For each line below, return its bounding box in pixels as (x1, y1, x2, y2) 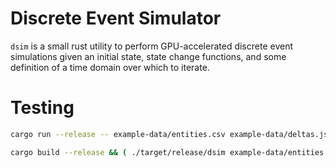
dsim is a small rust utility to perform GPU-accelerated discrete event (10, 40, 293, 52)
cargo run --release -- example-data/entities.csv (10, 129, 226, 139)
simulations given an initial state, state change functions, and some (10, 50, 287, 62)
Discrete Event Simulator (10, 7, 222, 30)
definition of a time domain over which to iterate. (10, 61, 210, 73)
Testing (10, 97, 75, 119)
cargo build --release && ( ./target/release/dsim (10, 147, 226, 157)
